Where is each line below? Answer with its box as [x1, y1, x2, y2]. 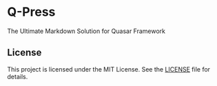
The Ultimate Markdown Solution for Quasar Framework [7, 27, 166, 35]
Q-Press [7, 4, 56, 20]
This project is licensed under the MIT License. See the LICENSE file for [7, 65, 211, 73]
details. [7, 72, 28, 80]
